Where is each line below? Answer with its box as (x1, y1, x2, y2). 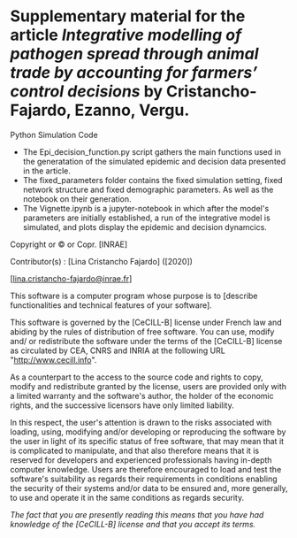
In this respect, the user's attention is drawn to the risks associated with (10, 417, 272, 427)
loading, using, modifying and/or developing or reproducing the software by (10, 427, 286, 437)
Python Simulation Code (10, 129, 98, 140)
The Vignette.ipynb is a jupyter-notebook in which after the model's (22, 203, 270, 213)
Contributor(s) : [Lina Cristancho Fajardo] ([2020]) (10, 256, 194, 266)
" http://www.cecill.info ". (10, 354, 97, 365)
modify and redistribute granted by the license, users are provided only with (10, 380, 286, 391)
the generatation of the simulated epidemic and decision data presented (22, 156, 286, 166)
